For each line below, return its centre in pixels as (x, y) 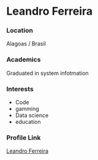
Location (20, 31)
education (28, 122)
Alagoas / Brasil (26, 44)
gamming (27, 109)
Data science (32, 115)
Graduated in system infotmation (47, 73)
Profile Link (24, 138)
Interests (20, 89)
